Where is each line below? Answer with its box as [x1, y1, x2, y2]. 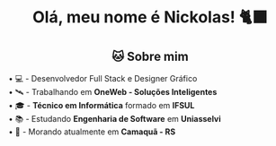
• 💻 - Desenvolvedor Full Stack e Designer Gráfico [8, 73, 198, 83]
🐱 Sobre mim [111, 48, 190, 64]
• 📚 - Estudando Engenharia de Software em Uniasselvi [8, 114, 221, 124]
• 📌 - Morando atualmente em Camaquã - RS [8, 126, 176, 137]
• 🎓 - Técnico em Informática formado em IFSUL [8, 100, 195, 110]
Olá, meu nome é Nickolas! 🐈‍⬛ [31, 7, 269, 28]
